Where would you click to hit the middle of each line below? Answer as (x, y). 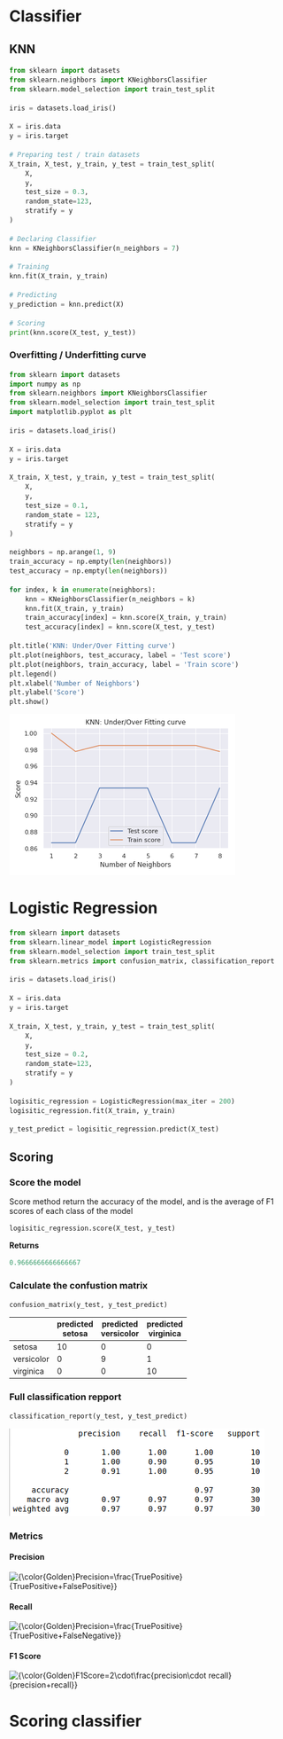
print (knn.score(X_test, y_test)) (73, 333)
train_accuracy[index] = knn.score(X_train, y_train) (126, 618)
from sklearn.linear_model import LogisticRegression (111, 942)
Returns (24, 1245)
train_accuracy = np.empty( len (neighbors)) (91, 562)
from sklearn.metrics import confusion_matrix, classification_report (142, 961)
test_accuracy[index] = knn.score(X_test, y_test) (120, 627)
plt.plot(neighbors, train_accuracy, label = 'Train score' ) (124, 664)
